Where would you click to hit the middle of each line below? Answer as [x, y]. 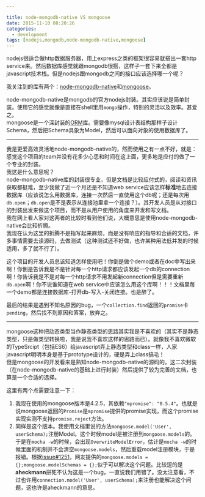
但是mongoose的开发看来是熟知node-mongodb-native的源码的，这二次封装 [102, 362]
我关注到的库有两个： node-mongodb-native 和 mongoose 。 [80, 87]
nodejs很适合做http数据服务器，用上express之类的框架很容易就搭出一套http [102, 58]
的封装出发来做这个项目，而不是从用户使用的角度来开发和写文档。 [89, 210]
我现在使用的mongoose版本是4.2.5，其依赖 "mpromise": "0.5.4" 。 [98, 403]
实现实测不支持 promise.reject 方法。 [61, 419]
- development [30, 34]
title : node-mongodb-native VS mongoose [59, 17]
